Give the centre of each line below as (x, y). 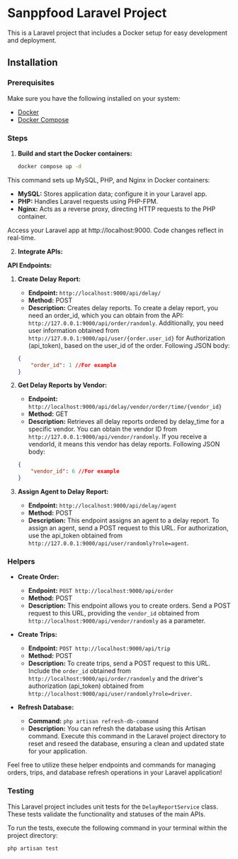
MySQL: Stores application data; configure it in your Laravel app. (112, 194)
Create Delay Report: (49, 279)
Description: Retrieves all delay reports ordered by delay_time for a (126, 422)
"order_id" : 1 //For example (74, 365)
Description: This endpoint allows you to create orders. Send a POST (129, 606)
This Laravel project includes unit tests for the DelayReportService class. (113, 806)
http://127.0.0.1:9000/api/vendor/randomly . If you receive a (118, 437)
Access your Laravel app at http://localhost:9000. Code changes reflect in (115, 230)
